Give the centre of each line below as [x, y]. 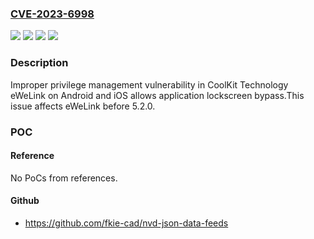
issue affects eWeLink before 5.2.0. [83, 106]
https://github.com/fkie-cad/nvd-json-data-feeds [126, 223]
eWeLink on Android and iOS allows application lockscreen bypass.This [157, 95]
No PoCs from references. [64, 178]
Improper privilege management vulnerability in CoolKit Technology [149, 84]
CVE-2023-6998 [52, 14]
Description [39, 63]
